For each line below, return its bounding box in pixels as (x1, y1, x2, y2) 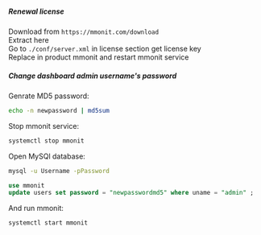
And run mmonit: (8, 204, 64, 213)
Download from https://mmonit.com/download (8, 27, 159, 36)
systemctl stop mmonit (8, 137, 85, 145)
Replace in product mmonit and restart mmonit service (8, 52, 189, 62)
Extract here (8, 35, 50, 44)
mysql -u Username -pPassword (8, 167, 110, 175)
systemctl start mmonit (8, 219, 89, 227)
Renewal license (8, 6, 64, 16)
